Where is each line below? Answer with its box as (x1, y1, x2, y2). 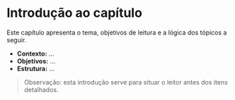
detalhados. (23, 85, 59, 94)
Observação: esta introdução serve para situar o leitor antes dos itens (23, 77, 228, 86)
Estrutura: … (16, 64, 55, 73)
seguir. (6, 35, 27, 44)
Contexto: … (16, 49, 55, 58)
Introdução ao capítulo (6, 5, 143, 21)
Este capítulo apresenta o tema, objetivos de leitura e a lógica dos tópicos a (6, 28, 227, 37)
